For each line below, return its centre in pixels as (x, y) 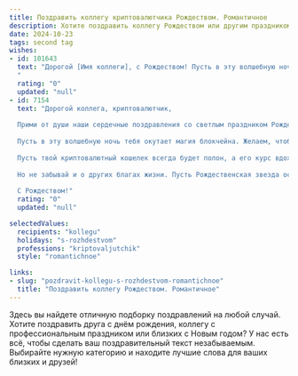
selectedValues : (39, 223)
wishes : (24, 51)
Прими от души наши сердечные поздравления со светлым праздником (142, 125)
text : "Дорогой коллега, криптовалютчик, (95, 108)
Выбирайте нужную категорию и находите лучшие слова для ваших (138, 352)
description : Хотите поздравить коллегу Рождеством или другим (129, 26)
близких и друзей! (43, 362)
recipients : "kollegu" (59, 232)
